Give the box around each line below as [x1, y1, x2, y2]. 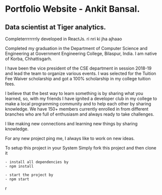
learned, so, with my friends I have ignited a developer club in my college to [5, 96, 157, 101]
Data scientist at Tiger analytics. [5, 23, 106, 31]
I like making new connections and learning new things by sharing [5, 121, 138, 126]
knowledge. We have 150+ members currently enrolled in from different [5, 106, 149, 112]
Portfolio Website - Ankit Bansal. [5, 3, 140, 15]
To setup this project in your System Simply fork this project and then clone [5, 145, 157, 150]
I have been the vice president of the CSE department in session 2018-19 [5, 65, 152, 71]
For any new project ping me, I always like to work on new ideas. [5, 136, 135, 141]
